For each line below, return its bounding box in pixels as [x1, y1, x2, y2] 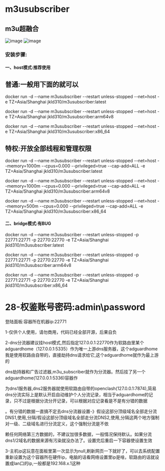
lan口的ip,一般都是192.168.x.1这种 [13, 461, 81, 467]
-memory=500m [5, 203, 38, 209]
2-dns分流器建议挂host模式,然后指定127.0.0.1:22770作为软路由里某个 [5, 340, 144, 346]
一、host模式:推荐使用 [5, 64, 51, 70]
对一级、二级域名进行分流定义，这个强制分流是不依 [5, 421, 109, 427]
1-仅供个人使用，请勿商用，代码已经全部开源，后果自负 [5, 329, 117, 335]
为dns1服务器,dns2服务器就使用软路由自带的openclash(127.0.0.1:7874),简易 [5, 385, 157, 392]
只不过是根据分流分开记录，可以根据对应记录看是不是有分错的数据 [13, 398, 148, 404]
